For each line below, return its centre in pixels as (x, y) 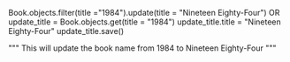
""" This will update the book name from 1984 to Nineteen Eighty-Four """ (142, 48)
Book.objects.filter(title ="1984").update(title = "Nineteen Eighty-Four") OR (144, 13)
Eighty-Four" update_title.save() (66, 31)
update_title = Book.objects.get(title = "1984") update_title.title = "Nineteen (145, 22)
